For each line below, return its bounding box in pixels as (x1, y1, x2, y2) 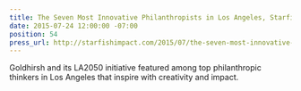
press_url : (9, 37, 50, 47)
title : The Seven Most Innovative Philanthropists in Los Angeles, (9, 12, 267, 22)
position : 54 (9, 29, 58, 38)
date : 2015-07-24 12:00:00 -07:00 (9, 21, 139, 30)
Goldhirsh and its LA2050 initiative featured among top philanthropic (9, 62, 262, 73)
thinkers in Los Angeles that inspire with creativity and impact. (9, 72, 239, 83)
